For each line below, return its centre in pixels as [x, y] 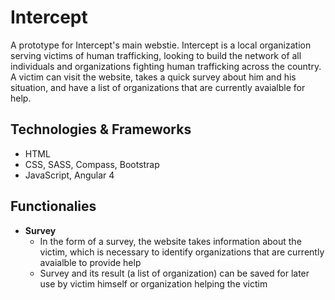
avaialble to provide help [90, 262]
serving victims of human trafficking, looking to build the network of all [156, 55]
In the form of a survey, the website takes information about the [170, 241]
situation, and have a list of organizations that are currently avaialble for [158, 87]
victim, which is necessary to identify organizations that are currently [182, 252]
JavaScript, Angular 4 [69, 175]
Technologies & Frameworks [101, 129]
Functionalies [53, 206]
